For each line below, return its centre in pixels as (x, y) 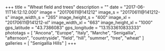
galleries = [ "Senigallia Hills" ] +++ (41, 43)
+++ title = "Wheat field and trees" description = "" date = (64, 7)
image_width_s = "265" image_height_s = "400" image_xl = (71, 17)
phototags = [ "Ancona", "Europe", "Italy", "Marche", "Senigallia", (71, 33)
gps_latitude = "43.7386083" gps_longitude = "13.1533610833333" (73, 28)
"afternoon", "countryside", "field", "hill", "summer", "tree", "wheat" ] (75, 38)
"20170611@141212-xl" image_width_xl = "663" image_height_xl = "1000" (79, 22)
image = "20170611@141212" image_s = (80, 12)
